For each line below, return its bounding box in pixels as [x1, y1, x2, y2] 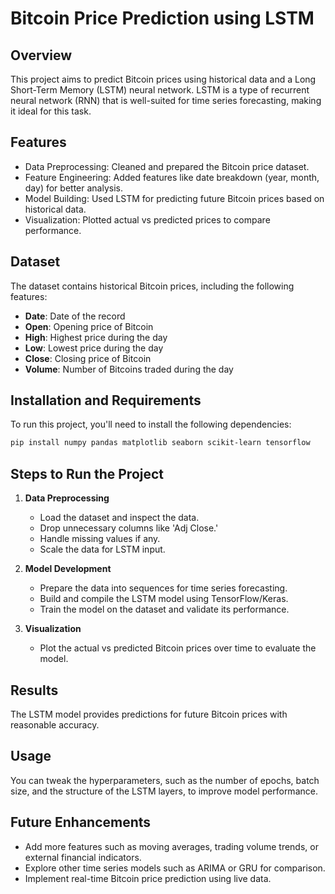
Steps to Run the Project [10, 465, 165, 482]
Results [10, 682, 59, 699]
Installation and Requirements [10, 392, 202, 409]
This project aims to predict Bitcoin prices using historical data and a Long [10, 73, 317, 85]
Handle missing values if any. [39, 533, 161, 545]
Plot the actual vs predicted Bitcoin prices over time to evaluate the [39, 642, 317, 654]
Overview [10, 47, 73, 64]
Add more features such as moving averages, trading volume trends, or [24, 840, 319, 852]
